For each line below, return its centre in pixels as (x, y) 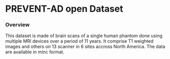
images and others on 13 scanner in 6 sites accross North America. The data (85, 47)
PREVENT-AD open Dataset (64, 9)
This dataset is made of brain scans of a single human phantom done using (84, 36)
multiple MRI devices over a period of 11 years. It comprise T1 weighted (79, 41)
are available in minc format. (35, 52)
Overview (18, 25)
